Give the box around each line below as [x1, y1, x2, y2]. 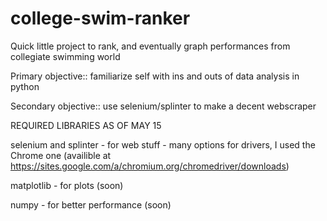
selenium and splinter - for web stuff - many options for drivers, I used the [10, 138, 316, 151]
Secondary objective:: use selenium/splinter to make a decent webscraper [10, 100, 317, 112]
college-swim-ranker [10, 7, 191, 30]
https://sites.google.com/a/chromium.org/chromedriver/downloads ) [10, 160, 290, 172]
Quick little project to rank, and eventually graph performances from [10, 40, 291, 52]
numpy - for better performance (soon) [10, 198, 172, 211]
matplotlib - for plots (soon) [10, 179, 124, 191]
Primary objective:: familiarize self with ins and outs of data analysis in [10, 70, 300, 82]
